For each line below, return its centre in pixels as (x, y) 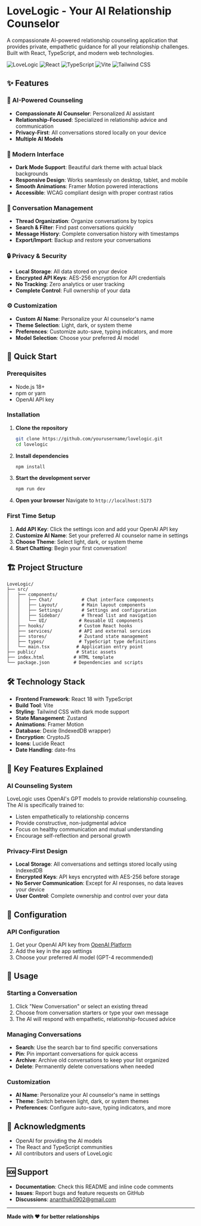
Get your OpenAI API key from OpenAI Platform (73, 945)
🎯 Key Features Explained (55, 769)
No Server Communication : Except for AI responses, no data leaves (99, 883)
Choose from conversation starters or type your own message (92, 1012)
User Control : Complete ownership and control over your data (92, 896)
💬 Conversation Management (50, 208)
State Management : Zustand (51, 718)
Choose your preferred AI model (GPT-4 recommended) (84, 957)
